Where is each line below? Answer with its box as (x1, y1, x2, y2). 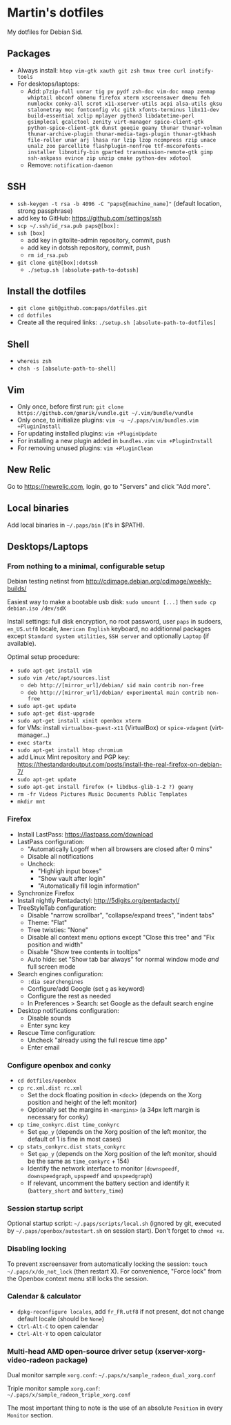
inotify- (189, 67, 214, 74)
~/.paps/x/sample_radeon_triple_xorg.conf (7, 1392, 131, 1399)
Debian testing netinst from (7, 577, 85, 586)
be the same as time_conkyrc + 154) (27, 1157, 130, 1165)
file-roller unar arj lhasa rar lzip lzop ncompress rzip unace (27, 136, 217, 143)
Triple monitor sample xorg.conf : (7, 1384, 101, 1393)
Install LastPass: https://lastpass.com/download (17, 830, 154, 838)
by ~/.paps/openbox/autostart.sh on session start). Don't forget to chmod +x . (7, 1227, 225, 1235)
